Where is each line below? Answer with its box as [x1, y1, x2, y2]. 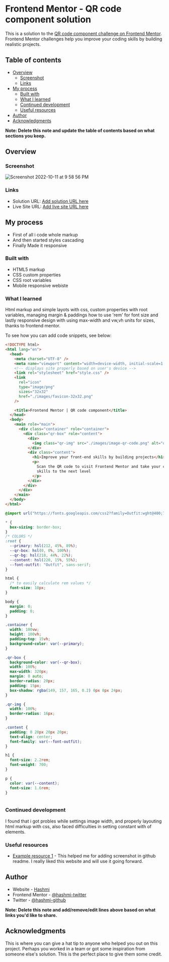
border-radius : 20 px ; [10, 679, 55, 684]
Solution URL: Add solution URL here [12, 198, 89, 204]
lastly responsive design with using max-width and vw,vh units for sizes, [5, 317, 155, 323]
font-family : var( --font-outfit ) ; [10, 739, 82, 744]
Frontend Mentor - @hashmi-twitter [12, 891, 87, 897]
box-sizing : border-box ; [10, 524, 62, 530]
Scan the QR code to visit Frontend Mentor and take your [37, 464, 161, 469]
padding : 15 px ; [10, 683, 42, 688]
